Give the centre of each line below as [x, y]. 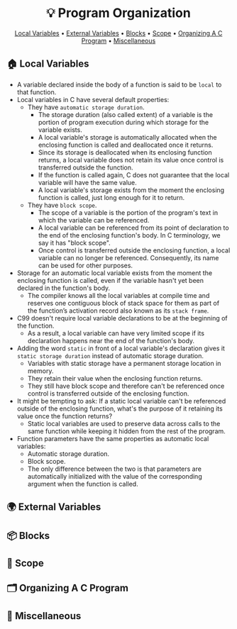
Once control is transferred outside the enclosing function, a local [134, 250]
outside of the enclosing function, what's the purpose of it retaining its [120, 408]
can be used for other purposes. [85, 265]
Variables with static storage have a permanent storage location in [124, 363]
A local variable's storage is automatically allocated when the [127, 137]
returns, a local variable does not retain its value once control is [131, 160]
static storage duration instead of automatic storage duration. [110, 355]
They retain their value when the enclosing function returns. [115, 378]
